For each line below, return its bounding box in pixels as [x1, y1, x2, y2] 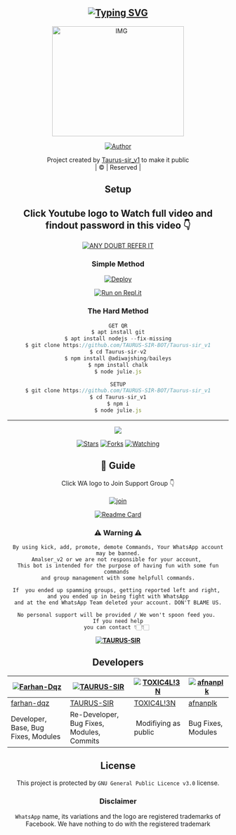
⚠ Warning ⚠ [93, 527, 143, 537]
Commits [70, 736, 100, 746]
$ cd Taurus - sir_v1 [89, 394, 147, 401]
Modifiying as [136, 718, 181, 728]
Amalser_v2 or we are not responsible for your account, [31, 556, 202, 563]
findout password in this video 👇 [45, 219, 191, 231]
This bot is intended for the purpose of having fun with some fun [17, 563, 219, 570]
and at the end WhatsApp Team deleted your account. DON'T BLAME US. [13, 599, 223, 606]
